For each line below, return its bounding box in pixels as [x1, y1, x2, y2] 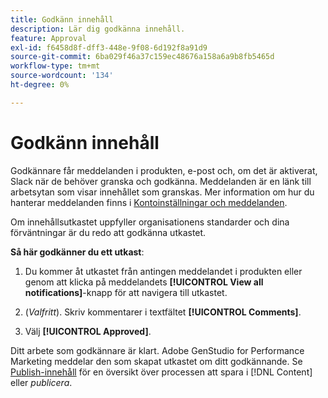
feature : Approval [10, 33, 87, 43]
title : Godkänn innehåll [10, 14, 114, 25]
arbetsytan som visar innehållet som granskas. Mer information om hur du [10, 186, 315, 198]
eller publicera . [10, 376, 73, 388]
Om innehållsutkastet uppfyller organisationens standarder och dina [10, 216, 290, 228]
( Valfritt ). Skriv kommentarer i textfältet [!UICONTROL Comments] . [24, 306, 302, 318]
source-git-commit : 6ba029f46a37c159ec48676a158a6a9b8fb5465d [10, 52, 275, 62]
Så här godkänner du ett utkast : [10, 246, 145, 258]
